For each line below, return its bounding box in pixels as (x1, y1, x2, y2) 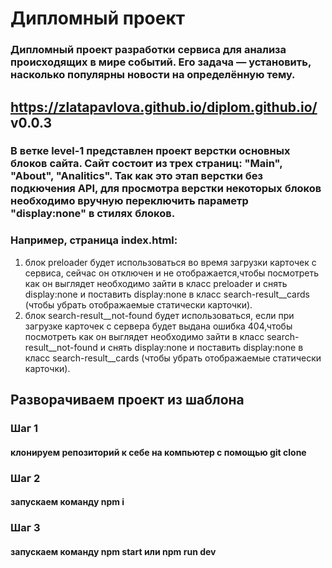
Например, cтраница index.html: (10, 233, 178, 247)
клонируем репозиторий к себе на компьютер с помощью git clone (10, 446, 307, 458)
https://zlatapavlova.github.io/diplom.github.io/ (10, 98, 318, 116)
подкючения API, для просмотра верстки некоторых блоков (10, 182, 322, 196)
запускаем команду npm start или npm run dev (10, 545, 217, 557)
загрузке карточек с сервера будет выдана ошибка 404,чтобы (24, 320, 293, 332)
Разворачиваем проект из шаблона (10, 392, 245, 409)
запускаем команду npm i (10, 496, 125, 508)
